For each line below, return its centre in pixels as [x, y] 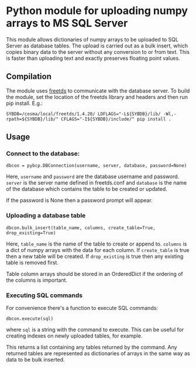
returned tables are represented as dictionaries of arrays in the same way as [98, 353]
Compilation [29, 76]
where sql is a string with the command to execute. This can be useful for [95, 330]
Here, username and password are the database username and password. [93, 176]
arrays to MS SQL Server [67, 23]
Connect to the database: [43, 154]
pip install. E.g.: [24, 103]
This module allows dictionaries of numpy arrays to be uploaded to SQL [92, 39]
